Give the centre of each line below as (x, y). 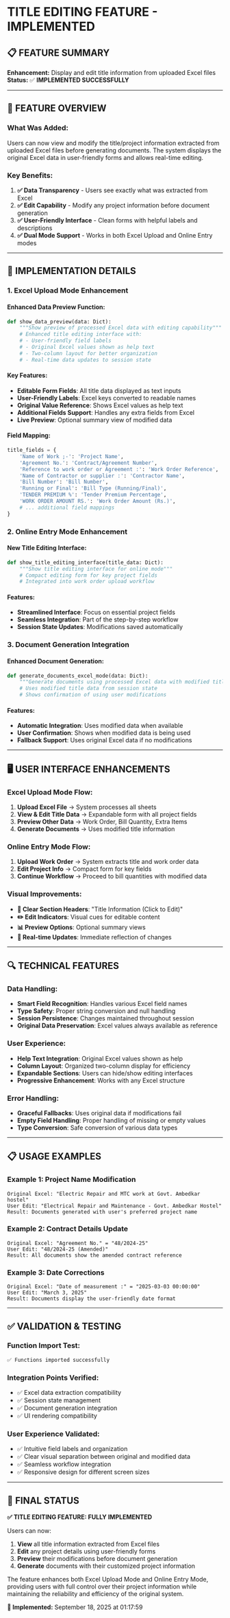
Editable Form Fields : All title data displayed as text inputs (99, 390)
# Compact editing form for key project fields (88, 575)
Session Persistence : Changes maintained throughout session (105, 1018)
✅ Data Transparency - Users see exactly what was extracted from (112, 190)
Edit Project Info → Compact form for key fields (84, 869)
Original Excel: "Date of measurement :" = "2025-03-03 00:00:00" (104, 1287)
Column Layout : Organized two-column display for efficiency (103, 1066)
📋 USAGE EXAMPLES (54, 1157)
